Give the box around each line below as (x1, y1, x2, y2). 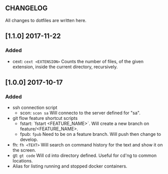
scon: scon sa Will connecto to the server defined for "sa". (20, 110, 141, 116)
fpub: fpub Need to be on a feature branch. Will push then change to (20, 131, 161, 137)
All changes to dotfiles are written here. (5, 17, 87, 23)
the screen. (12, 147, 36, 153)
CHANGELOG (5, 4, 48, 13)
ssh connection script (12, 105, 58, 111)
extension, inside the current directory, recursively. (12, 64, 118, 70)
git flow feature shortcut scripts (12, 115, 78, 121)
